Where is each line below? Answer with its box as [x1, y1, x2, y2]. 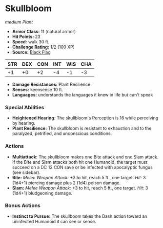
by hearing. [12, 120, 36, 126]
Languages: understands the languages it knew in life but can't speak [12, 92, 153, 97]
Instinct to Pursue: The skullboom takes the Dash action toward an [12, 213, 147, 219]
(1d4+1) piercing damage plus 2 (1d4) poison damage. [12, 180, 121, 186]
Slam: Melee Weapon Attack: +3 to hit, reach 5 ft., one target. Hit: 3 [12, 185, 148, 190]
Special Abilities [5, 104, 44, 111]
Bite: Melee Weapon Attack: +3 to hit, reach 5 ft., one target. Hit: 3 [12, 174, 146, 180]
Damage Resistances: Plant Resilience [12, 81, 91, 87]
